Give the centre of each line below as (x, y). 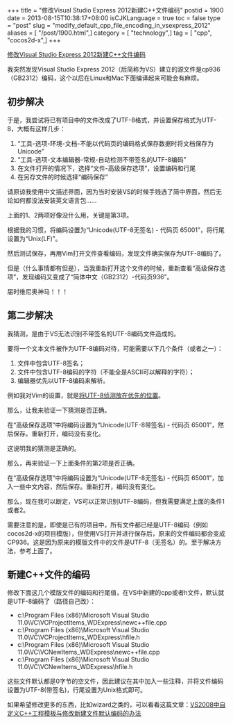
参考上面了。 (37, 550)
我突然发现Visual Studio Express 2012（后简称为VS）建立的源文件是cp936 (114, 69)
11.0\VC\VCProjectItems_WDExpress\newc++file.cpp (92, 623)
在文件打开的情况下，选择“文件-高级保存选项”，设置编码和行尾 (106, 168)
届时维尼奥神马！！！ (37, 291)
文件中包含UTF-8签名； (51, 363)
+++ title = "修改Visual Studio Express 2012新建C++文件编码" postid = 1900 (115, 10)
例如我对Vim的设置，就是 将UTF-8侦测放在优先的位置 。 (86, 395)
